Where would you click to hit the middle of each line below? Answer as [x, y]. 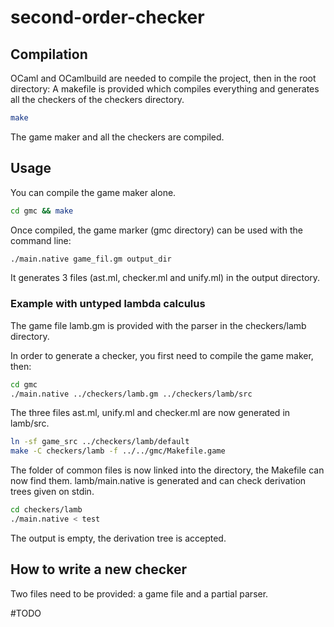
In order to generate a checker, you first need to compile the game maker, [162, 355]
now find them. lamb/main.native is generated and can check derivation [158, 481]
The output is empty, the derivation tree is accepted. [118, 538]
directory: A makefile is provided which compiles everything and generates [165, 89]
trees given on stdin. [52, 492]
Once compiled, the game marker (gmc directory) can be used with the [156, 230]
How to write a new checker [98, 569]
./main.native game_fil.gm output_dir [91, 259]
